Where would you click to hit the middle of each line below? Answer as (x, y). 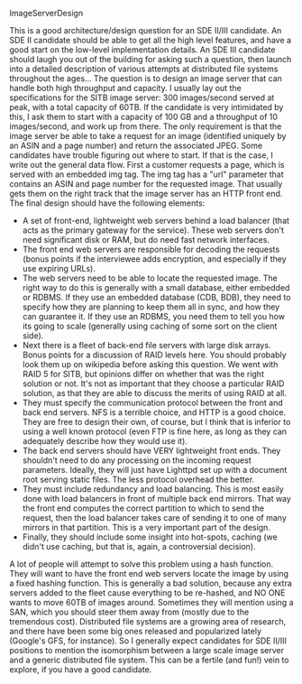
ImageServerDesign (46, 13)
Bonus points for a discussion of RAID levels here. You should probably (154, 355)
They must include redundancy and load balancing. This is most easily (153, 489)
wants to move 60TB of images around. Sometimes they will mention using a (151, 602)
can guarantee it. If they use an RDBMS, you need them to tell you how (154, 316)
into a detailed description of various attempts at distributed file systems (144, 69)
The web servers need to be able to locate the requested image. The (150, 278)
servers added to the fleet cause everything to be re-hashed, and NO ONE (147, 593)
